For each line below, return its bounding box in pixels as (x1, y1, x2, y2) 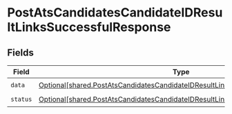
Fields (7, 47, 35, 58)
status (10, 95, 32, 103)
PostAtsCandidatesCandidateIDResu (7, 5, 223, 21)
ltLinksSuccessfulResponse (7, 19, 171, 35)
